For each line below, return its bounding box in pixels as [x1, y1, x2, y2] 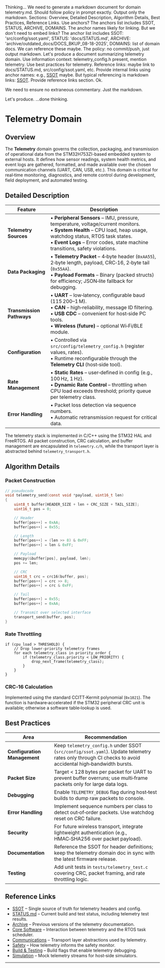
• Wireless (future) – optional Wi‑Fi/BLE [50, 322, 143, 329]
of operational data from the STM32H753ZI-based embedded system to [5, 151, 151, 157]
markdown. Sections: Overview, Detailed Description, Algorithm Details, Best [5, 15, 161, 20]
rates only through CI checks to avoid [54, 754, 140, 761]
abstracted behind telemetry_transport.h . [5, 448, 91, 454]
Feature [17, 206, 36, 213]
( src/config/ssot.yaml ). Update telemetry [54, 748, 151, 755]
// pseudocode [5, 488, 34, 493]
